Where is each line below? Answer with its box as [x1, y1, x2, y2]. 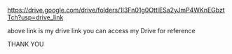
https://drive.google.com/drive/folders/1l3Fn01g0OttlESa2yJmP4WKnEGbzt [7, 6, 226, 14]
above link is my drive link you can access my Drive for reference [7, 27, 196, 35]
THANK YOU [7, 40, 44, 48]
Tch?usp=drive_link [7, 13, 64, 21]
